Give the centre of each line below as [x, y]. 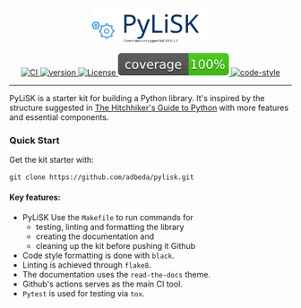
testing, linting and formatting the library [110, 227]
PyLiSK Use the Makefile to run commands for [108, 217]
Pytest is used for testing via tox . [83, 293]
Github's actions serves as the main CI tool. [103, 284]
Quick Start [34, 140]
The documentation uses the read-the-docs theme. [116, 274]
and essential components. [59, 117]
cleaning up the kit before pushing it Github [116, 245]
